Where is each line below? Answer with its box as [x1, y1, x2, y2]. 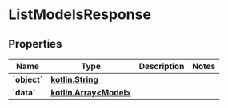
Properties [8, 37, 62, 51]
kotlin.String [50, 74, 98, 85]
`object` [12, 74, 43, 85]
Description [138, 61, 185, 71]
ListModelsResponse [8, 6, 152, 24]
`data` [12, 87, 36, 98]
